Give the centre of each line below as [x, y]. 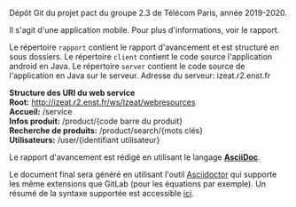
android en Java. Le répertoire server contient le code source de [127, 66]
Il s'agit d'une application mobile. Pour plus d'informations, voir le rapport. [144, 30]
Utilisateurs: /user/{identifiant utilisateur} [85, 140]
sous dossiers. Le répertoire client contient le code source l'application [141, 56]
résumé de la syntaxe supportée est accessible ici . [102, 193]
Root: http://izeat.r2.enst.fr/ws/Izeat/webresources [102, 102]
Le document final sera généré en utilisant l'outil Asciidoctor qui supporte [143, 174]
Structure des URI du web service [72, 93]
